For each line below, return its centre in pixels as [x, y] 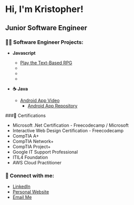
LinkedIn [21, 186]
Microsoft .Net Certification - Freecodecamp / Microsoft [71, 125]
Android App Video [40, 100]
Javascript [24, 53]
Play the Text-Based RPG [46, 63]
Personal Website [31, 192]
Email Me [22, 197]
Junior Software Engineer [46, 28]
